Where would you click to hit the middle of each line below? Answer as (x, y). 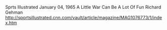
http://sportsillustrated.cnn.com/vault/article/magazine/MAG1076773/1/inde (84, 17)
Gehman (14, 12)
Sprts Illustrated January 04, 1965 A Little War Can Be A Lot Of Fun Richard (83, 7)
